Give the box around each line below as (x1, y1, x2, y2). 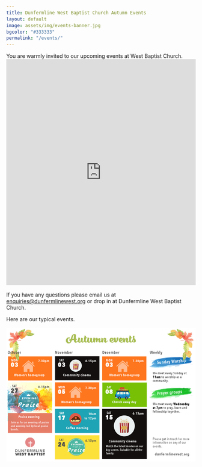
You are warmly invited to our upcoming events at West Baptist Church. (6, 52, 183, 60)
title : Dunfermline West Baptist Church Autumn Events (6, 10, 147, 16)
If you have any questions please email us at (6, 291, 116, 298)
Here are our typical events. (6, 316, 75, 323)
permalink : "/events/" (6, 35, 63, 42)
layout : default (6, 16, 47, 22)
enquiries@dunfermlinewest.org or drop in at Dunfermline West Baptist (6, 298, 182, 305)
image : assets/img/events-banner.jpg (6, 22, 101, 28)
